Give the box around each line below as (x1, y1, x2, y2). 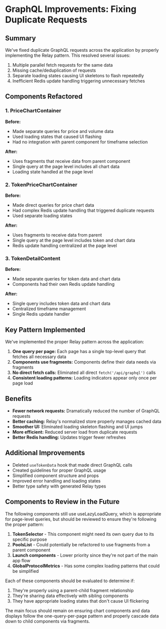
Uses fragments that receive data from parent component (12, 158, 130, 164)
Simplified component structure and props (12, 472, 99, 479)
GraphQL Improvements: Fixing (5, 3, 137, 15)
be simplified (12, 568, 39, 574)
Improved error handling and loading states (12, 478, 101, 484)
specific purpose (12, 536, 47, 542)
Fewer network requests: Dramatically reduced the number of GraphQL (12, 407, 160, 414)
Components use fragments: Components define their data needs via (12, 359, 156, 365)
